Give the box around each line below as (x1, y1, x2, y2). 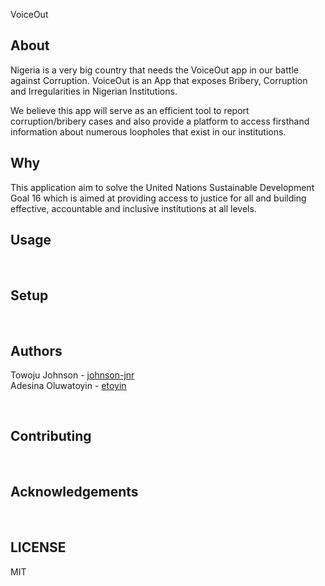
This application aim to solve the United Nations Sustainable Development (10, 181, 315, 193)
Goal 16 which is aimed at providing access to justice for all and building (10, 192, 307, 204)
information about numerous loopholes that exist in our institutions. (10, 125, 287, 138)
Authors (10, 342, 63, 359)
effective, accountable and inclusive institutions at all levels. (10, 202, 257, 214)
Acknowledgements (10, 484, 139, 501)
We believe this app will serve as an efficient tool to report (10, 104, 250, 116)
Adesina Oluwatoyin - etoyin (10, 380, 127, 392)
